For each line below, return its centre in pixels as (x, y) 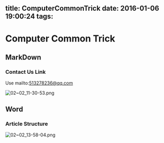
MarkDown (23, 57)
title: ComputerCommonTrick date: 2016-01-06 (82, 8)
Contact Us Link (26, 72)
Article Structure (27, 124)
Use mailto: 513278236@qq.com (39, 83)
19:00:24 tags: (29, 17)
